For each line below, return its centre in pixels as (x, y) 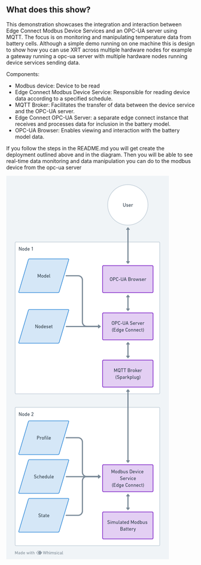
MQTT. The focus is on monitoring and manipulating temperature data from (99, 37)
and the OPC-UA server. (45, 111)
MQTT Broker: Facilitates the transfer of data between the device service (105, 105)
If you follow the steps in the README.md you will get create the (85, 148)
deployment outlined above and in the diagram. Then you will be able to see (100, 155)
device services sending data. (43, 62)
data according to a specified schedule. (64, 98)
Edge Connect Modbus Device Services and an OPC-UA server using (92, 31)
